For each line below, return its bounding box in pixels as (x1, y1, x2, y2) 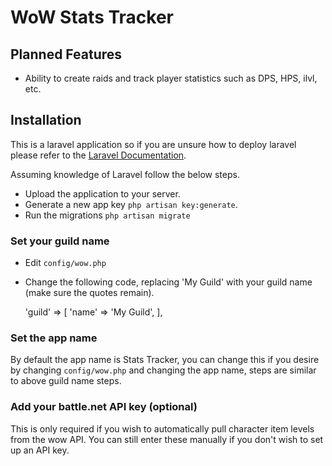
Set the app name (10, 331, 98, 345)
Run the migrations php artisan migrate (24, 209, 191, 221)
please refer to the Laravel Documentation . (10, 149, 187, 161)
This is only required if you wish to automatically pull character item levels (10, 422, 315, 435)
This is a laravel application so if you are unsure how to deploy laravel (10, 138, 297, 150)
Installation (10, 112, 82, 129)
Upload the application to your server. (24, 187, 181, 200)
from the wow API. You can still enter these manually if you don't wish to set (10, 433, 324, 445)
